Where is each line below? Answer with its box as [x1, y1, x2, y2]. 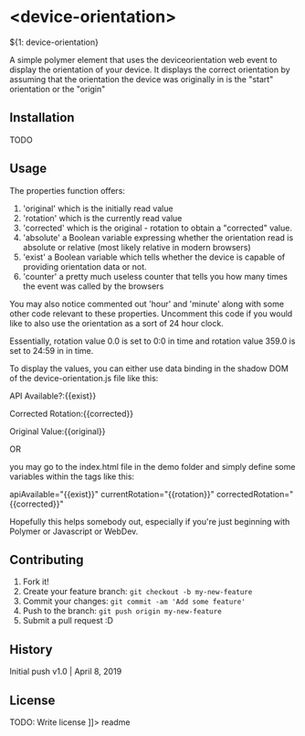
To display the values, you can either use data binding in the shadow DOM [9, 363, 289, 374]
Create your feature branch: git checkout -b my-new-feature [22, 586, 253, 597]
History [9, 642, 53, 657]
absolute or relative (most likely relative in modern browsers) [22, 241, 251, 252]
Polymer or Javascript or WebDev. [9, 526, 139, 537]
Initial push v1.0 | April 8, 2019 [9, 666, 122, 677]
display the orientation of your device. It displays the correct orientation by [9, 64, 290, 75]
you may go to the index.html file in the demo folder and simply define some [9, 461, 296, 472]
